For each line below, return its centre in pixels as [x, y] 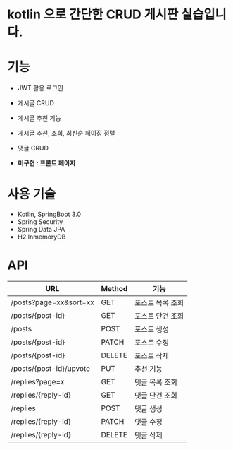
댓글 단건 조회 [156, 395]
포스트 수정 [152, 342]
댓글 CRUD [33, 148]
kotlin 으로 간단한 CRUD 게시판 [93, 14]
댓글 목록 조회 [156, 382]
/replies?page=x [38, 382]
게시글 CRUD [36, 103]
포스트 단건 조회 [159, 316]
